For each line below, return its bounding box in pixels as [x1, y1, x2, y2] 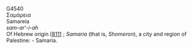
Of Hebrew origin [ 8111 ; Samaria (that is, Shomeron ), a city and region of [6, 30, 187, 38]
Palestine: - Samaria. [6, 37, 58, 44]
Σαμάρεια [6, 11, 31, 19]
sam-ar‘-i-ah [6, 24, 39, 31]
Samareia [6, 18, 30, 24]
